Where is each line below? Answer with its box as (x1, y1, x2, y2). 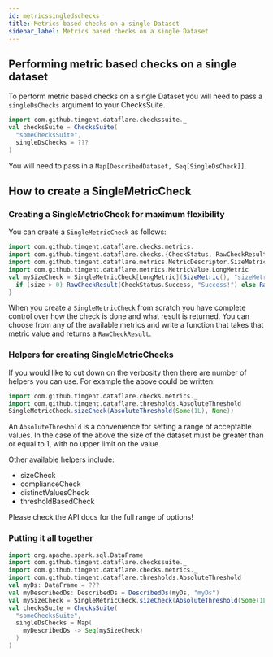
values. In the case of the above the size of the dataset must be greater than (8, 430, 264, 440)
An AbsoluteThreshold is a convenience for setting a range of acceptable (8, 422, 252, 432)
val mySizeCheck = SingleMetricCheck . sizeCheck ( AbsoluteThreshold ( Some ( (8, 596, 260, 604)
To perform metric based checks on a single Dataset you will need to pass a (8, 91, 263, 102)
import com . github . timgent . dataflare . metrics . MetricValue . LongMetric (8, 265, 249, 273)
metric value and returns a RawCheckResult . (8, 328, 152, 338)
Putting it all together (8, 533, 93, 544)
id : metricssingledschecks (8, 11, 100, 20)
